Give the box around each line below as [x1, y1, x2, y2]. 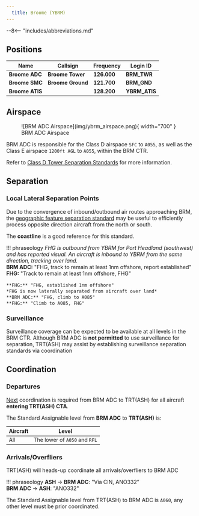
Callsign [57, 62, 79, 69]
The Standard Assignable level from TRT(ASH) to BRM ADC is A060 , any [6, 497, 183, 504]
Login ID [130, 62, 152, 69]
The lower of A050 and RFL [33, 437, 97, 444]
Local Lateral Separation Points [6, 194, 99, 203]
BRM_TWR [126, 71, 153, 78]
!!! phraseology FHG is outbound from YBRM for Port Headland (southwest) [6, 244, 194, 251]
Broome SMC [8, 79, 43, 87]
